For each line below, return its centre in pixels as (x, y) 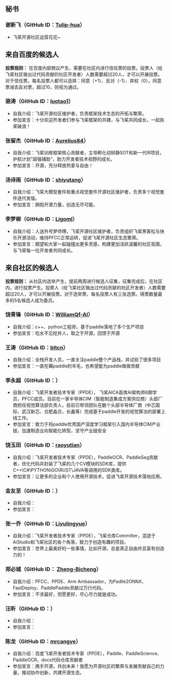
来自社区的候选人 (32, 268)
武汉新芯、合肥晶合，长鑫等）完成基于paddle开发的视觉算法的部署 (91, 412)
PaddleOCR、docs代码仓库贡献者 (48, 660)
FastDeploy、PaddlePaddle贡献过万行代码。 (59, 588)
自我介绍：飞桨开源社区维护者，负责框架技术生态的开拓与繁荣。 (79, 113)
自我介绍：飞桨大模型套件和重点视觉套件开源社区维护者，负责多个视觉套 (88, 192)
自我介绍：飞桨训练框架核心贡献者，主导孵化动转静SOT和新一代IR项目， (88, 153)
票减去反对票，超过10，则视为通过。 (43, 87)
